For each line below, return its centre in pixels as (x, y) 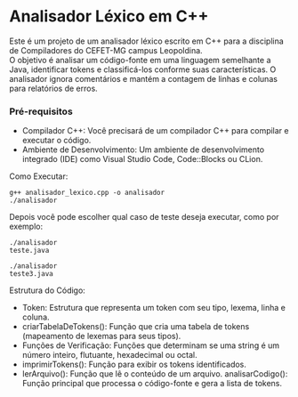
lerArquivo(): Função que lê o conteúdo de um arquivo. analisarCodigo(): (155, 374)
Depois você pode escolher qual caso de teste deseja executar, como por (144, 217)
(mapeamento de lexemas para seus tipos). (101, 336)
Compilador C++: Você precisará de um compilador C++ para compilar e (155, 131)
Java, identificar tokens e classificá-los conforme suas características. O (143, 69)
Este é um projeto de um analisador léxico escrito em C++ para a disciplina (147, 41)
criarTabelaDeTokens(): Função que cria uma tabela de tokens (136, 327)
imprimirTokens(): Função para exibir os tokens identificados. (134, 365)
